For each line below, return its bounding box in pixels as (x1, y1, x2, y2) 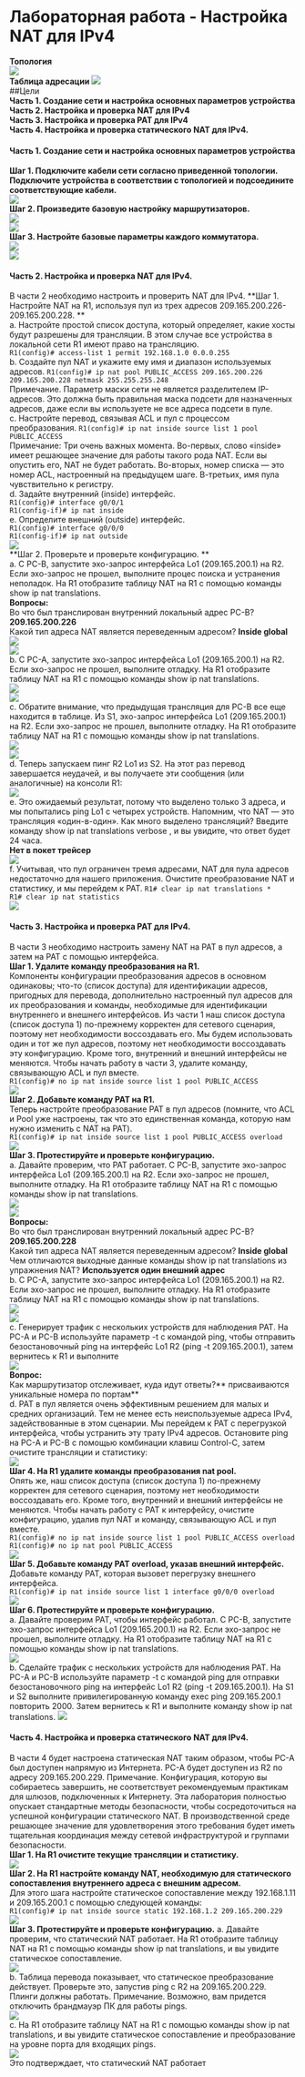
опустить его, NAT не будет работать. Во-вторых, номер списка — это (9, 460, 285, 471)
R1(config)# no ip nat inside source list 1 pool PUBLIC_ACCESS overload (9, 1532, 296, 1542)
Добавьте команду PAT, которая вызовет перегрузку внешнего (9, 1568, 257, 1579)
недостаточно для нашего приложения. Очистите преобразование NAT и (9, 873, 295, 884)
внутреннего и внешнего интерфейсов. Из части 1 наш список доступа (9, 1009, 286, 1020)
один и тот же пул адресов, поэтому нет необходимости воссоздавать (9, 1038, 287, 1049)
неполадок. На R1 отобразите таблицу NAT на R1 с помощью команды (9, 578, 282, 589)
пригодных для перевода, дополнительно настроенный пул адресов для (9, 990, 293, 1001)
